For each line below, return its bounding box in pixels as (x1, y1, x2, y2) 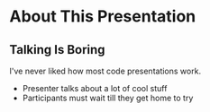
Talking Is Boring (9, 42, 105, 57)
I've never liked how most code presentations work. (9, 65, 201, 76)
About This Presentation (9, 6, 196, 27)
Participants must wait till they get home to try (22, 92, 194, 103)
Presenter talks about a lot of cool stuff (22, 83, 168, 93)
